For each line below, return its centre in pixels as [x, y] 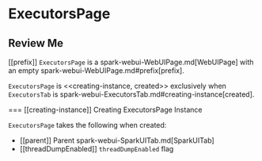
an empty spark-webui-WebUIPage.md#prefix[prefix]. [96, 71]
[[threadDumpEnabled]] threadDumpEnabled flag [97, 149]
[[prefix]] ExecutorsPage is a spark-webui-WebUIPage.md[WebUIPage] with [131, 62]
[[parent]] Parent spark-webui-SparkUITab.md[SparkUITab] [117, 140]
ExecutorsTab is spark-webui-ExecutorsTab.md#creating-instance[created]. [131, 94]
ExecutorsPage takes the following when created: [87, 125]
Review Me [36, 43]
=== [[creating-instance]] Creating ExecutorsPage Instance [105, 109]
